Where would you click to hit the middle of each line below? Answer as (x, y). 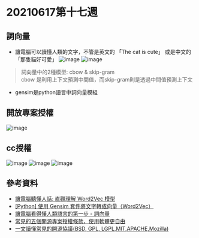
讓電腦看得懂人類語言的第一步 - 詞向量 (62, 214)
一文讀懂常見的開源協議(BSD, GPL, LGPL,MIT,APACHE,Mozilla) (92, 229)
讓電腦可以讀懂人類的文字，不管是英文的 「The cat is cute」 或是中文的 (103, 52)
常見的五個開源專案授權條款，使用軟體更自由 (70, 221)
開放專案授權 (30, 113)
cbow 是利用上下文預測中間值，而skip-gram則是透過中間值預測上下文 (107, 79)
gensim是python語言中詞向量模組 (56, 92)
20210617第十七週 (52, 12)
